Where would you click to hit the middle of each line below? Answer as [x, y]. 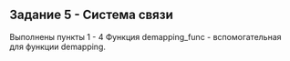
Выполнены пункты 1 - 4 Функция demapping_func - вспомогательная [145, 36]
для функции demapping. [58, 46]
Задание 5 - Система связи [91, 15]
